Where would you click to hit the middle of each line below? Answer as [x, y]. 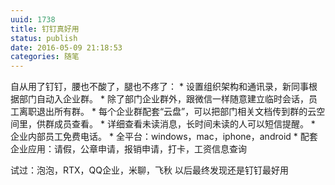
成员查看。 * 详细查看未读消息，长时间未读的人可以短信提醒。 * [184, 124]
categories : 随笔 [45, 57]
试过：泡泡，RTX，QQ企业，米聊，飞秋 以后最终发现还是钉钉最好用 [149, 170]
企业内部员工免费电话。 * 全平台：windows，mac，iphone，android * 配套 [164, 137]
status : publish [44, 38]
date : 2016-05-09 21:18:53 [66, 47]
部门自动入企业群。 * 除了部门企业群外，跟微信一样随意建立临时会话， [163, 99]
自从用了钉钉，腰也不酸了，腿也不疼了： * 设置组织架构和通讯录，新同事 [159, 87]
